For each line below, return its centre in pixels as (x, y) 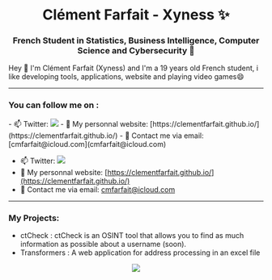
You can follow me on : (54, 105)
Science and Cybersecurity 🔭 (136, 51)
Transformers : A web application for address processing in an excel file (140, 253)
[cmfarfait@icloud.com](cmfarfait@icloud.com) (87, 144)
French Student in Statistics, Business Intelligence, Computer (136, 40)
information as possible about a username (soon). (103, 244)
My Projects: (34, 218)
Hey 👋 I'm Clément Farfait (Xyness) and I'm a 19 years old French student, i (134, 68)
